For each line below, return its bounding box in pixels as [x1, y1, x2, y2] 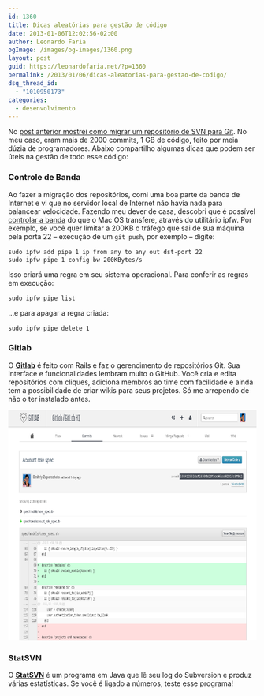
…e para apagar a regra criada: [8, 308, 109, 317]
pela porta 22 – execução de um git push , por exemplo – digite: [8, 231, 215, 241]
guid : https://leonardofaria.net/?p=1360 [8, 63, 147, 71]
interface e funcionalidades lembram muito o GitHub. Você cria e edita [8, 369, 236, 378]
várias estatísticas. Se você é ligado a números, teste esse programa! [8, 679, 234, 688]
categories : [8, 95, 47, 104]
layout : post [8, 54, 51, 62]
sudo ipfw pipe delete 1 [8, 324, 90, 332]
